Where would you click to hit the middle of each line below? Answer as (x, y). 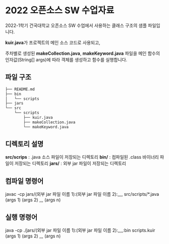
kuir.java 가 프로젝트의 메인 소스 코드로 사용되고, (53, 42)
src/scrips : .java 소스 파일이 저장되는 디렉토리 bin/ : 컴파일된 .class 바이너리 (82, 157)
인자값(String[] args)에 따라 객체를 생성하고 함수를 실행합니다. (66, 59)
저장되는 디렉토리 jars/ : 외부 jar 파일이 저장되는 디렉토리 (70, 163)
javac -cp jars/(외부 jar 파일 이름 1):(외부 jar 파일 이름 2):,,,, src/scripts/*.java (82, 194)
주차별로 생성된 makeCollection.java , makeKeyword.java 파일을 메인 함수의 (83, 53)
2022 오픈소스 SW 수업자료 (60, 10)
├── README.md (20, 89)
